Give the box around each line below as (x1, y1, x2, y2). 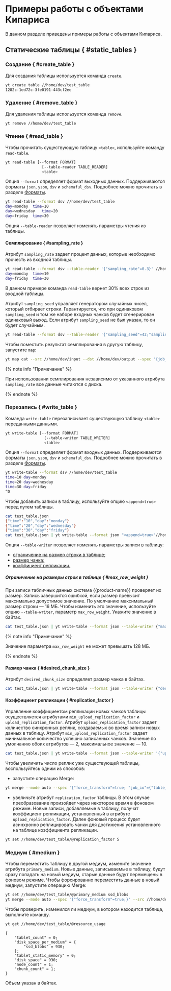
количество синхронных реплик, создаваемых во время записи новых (5, 724, 160, 731)
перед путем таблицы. (5, 503, 54, 510)
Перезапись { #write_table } (5, 404, 77, 411)
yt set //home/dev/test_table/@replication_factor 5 (5, 837, 120, 842)
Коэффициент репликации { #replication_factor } (5, 697, 114, 703)
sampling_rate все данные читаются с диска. (5, 381, 103, 387)
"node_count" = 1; (14, 962, 53, 967)
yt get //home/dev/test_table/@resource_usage (5, 922, 106, 927)
